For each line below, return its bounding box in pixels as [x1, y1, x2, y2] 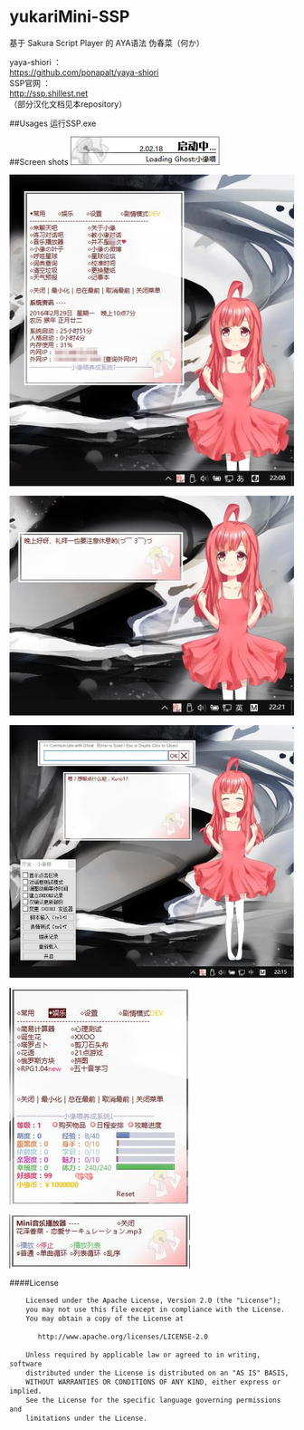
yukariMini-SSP [9, 6, 130, 27]
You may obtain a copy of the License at [25, 1314, 184, 1323]
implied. [9, 1387, 43, 1396]
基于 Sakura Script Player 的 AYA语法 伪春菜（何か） [9, 37, 205, 48]
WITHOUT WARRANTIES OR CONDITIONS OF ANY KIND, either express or [25, 1377, 281, 1387]
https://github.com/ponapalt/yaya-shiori [9, 66, 159, 78]
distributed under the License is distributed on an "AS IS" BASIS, [25, 1368, 290, 1377]
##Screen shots [9, 156, 70, 167]
